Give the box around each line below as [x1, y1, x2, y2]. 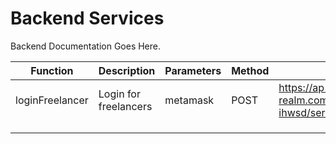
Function [30, 63, 74, 77]
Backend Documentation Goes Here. [10, 40, 162, 52]
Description [98, 63, 156, 77]
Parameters [164, 63, 222, 77]
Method [231, 63, 270, 77]
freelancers [98, 99, 153, 113]
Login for [98, 87, 141, 101]
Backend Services [10, 7, 165, 30]
